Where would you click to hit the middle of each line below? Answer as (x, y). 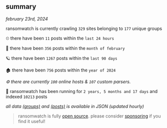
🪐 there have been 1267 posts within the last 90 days (61, 58)
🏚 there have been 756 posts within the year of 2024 (61, 70)
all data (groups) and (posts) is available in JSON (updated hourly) (75, 106)
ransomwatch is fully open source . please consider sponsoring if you (89, 116)
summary (21, 7)
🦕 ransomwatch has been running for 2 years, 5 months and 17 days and (82, 91)
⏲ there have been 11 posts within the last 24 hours (60, 38)
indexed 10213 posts (27, 96)
